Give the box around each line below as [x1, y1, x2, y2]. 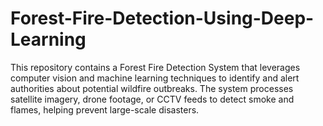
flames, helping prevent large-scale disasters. [10, 103, 200, 116]
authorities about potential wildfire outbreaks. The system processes [10, 82, 294, 94]
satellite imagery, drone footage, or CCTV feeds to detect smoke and [10, 93, 295, 105]
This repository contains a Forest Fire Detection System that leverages [10, 61, 301, 73]
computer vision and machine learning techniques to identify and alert [10, 72, 300, 84]
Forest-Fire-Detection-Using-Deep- [10, 7, 315, 30]
